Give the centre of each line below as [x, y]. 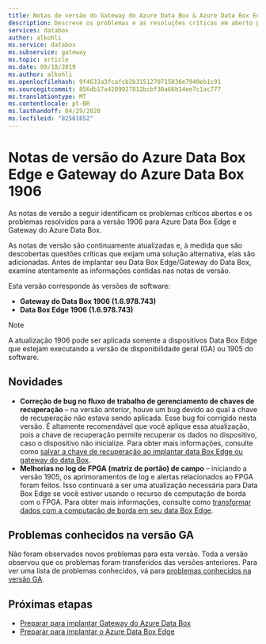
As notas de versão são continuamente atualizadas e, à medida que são [125, 245]
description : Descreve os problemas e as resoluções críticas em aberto [131, 23]
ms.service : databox [42, 45]
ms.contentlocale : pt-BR [49, 104]
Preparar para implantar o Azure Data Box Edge [97, 632]
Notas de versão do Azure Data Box [127, 158]
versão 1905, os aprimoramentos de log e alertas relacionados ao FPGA [136, 476]
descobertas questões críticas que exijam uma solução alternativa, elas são [132, 253]
